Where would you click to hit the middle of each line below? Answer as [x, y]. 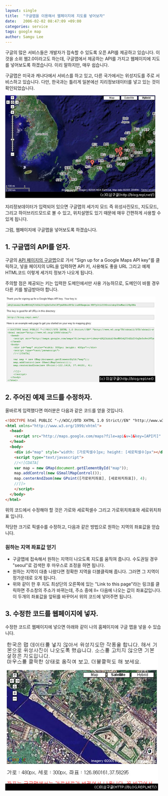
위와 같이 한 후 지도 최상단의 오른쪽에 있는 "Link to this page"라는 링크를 [83, 584]
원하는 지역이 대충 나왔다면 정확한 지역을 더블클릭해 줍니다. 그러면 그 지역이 [86, 571]
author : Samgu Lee [24, 37]
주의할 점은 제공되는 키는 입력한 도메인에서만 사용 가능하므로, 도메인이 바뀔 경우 [82, 283]
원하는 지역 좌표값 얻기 [31, 547]
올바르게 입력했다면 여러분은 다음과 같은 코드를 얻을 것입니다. [64, 410]
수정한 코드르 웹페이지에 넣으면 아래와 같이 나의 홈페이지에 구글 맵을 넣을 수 [78, 627]
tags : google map [23, 32]
